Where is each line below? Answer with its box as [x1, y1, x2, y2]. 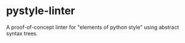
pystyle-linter [6, 4, 75, 18]
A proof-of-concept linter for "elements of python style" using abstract [6, 24, 179, 31]
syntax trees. [6, 29, 38, 37]
